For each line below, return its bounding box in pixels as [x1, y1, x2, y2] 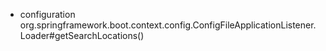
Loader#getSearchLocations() [19, 30, 145, 41]
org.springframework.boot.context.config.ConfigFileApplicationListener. [19, 19, 317, 31]
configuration [19, 9, 76, 20]
